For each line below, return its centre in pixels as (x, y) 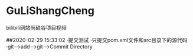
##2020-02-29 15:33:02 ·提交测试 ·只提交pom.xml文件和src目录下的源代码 (97, 40)
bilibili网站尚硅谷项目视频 (36, 27)
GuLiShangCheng (50, 11)
